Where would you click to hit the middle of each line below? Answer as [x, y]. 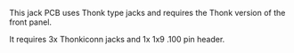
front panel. [30, 22]
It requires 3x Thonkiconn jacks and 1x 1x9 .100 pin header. [117, 39]
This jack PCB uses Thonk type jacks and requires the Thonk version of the [147, 13]
